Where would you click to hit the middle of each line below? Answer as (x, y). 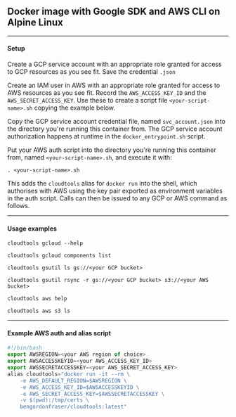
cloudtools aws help (38, 299)
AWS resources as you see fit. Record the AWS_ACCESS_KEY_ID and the (107, 93)
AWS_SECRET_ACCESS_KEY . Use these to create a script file (87, 101)
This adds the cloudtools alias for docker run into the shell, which (102, 184)
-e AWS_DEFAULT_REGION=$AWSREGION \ (74, 380)
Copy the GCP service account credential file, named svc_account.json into (117, 122)
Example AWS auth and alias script (59, 333)
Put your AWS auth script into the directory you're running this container (112, 150)
